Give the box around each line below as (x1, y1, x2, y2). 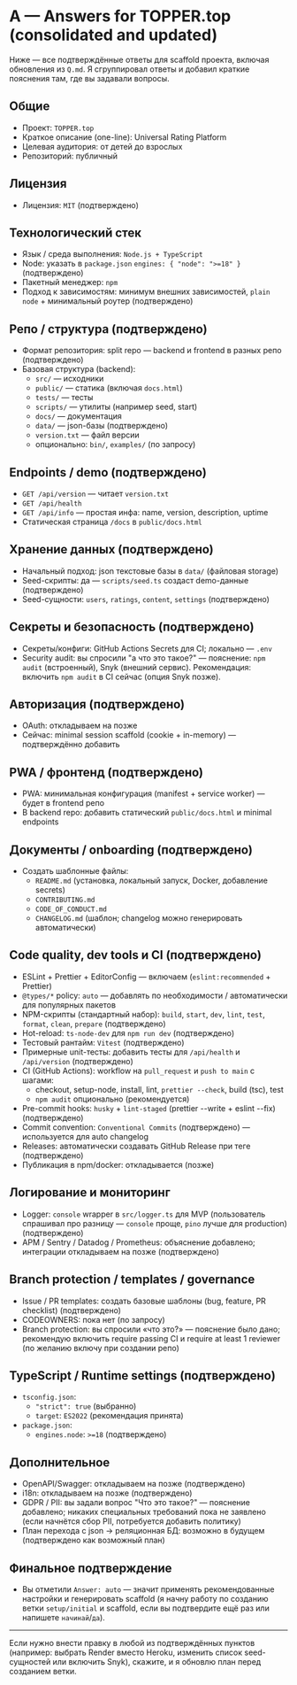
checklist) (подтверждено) (21, 1304, 122, 1316)
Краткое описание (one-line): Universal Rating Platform (21, 131, 227, 143)
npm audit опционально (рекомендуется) (34, 1094, 190, 1104)
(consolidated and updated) (9, 25, 218, 45)
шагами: (21, 1074, 55, 1086)
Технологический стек (9, 225, 142, 240)
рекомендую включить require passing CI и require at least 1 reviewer (21, 1333, 281, 1343)
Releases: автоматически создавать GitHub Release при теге (21, 1140, 251, 1151)
